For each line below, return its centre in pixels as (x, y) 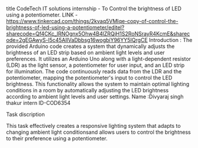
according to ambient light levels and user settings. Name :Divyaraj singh (95, 96)
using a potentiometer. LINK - (42, 15)
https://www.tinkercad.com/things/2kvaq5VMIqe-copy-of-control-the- (92, 21)
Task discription (26, 114)
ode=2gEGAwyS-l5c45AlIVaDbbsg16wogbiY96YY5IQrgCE (77, 40)
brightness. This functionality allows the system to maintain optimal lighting (98, 84)
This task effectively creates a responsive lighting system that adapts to (94, 126)
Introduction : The (171, 40)
